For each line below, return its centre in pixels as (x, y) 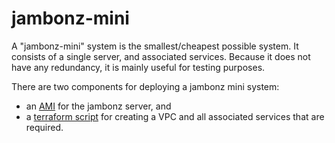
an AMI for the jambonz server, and (98, 106)
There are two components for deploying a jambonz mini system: (145, 86)
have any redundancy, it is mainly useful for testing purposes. (138, 67)
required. (44, 127)
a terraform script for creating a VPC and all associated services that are (175, 116)
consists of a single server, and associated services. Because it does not (161, 56)
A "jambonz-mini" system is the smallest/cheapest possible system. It (155, 46)
